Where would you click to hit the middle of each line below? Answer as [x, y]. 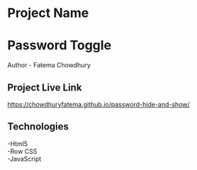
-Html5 [18, 144]
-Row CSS [22, 151]
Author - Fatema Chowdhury [49, 65]
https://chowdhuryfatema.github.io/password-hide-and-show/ [98, 104]
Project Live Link [45, 87]
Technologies [38, 126]
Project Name [48, 13]
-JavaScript [24, 159]
